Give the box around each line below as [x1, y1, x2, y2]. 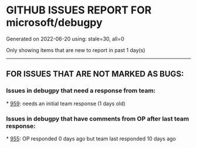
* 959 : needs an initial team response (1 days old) [6, 100, 126, 107]
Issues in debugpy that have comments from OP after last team [6, 115, 189, 123]
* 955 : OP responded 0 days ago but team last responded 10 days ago [6, 135, 176, 142]
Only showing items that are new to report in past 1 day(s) [6, 46, 145, 53]
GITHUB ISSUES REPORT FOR [6, 4, 152, 17]
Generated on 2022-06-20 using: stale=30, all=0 [6, 35, 124, 42]
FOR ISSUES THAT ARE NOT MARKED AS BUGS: [6, 69, 184, 79]
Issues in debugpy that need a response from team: [6, 87, 156, 95]
